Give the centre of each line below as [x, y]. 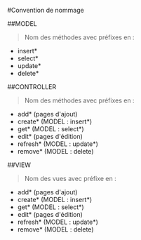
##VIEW [19, 165]
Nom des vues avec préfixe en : [70, 179]
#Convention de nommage [46, 10]
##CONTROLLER [32, 87]
